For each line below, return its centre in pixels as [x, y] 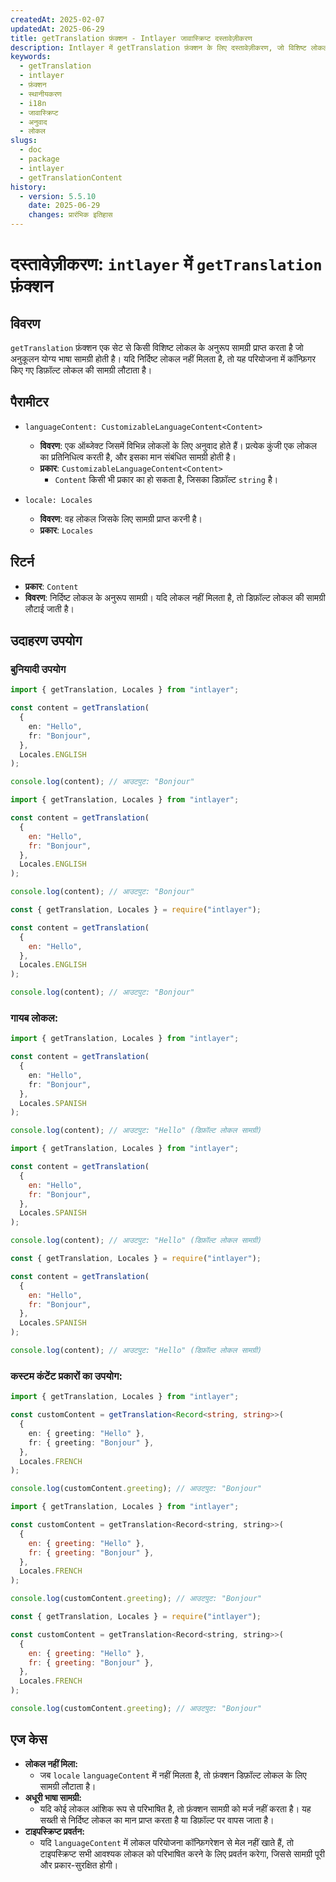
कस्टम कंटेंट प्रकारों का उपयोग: [66, 1376]
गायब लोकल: [34, 1018]
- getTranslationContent [71, 177]
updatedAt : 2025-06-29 [57, 29]
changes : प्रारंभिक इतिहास [70, 215]
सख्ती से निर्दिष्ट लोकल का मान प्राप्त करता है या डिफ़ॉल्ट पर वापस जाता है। [157, 1820]
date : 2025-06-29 [64, 206]
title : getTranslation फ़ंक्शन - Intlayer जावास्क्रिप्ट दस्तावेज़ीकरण [131, 38]
